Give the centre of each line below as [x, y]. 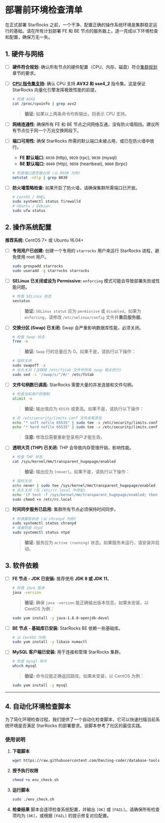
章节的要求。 [25, 73]
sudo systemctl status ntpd [41, 533]
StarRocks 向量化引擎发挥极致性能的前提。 [55, 90]
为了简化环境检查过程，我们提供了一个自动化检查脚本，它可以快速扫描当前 [80, 719]
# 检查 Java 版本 [28, 588]
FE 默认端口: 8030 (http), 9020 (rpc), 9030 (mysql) [68, 157]
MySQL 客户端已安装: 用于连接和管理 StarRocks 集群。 [68, 652]
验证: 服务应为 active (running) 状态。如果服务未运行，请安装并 [90, 542]
